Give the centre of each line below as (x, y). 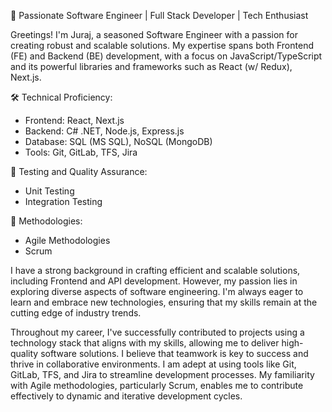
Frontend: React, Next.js (74, 120)
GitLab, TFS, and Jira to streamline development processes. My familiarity (162, 374)
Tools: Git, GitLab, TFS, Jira (81, 152)
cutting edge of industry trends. (76, 313)
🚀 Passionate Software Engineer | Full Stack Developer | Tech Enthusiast (159, 15)
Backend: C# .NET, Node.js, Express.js (104, 131)
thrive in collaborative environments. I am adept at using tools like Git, (153, 364)
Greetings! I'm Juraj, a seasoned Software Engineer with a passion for (154, 34)
